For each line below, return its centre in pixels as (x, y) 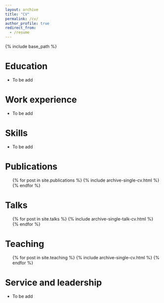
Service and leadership (53, 282)
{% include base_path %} (31, 46)
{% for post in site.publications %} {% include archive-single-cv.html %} (86, 180)
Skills (16, 133)
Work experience (41, 100)
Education (26, 66)
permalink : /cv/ (22, 19)
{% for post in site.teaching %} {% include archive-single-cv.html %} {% (86, 257)
